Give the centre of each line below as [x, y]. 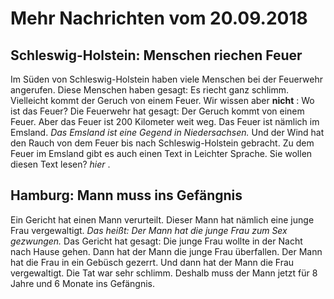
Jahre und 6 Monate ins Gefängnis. [83, 283]
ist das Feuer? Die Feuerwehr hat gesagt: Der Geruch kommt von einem [157, 111]
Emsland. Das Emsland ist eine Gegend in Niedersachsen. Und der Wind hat [167, 132]
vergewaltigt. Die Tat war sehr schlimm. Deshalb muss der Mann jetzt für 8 [164, 273]
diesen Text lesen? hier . [60, 164]
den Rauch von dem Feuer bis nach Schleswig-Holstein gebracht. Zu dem [162, 143]
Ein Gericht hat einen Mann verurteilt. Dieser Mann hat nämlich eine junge [162, 219]
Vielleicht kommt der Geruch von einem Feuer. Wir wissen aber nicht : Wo [162, 100]
